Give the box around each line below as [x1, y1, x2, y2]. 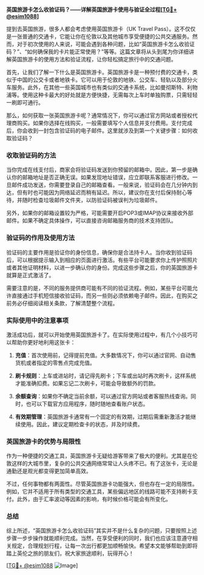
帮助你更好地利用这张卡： [11, 338, 76, 345]
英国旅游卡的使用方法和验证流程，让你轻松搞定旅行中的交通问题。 [11, 56, 177, 63]
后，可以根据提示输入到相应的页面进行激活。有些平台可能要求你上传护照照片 [6, 256, 198, 264]
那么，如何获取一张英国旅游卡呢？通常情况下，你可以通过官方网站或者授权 [6, 112, 192, 119]
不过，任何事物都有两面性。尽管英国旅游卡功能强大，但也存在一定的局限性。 [6, 480, 198, 488]
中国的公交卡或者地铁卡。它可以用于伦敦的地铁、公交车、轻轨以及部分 [16, 76, 192, 83]
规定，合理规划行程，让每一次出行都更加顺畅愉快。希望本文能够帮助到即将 [11, 542, 198, 549]
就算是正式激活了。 [6, 271, 55, 279]
